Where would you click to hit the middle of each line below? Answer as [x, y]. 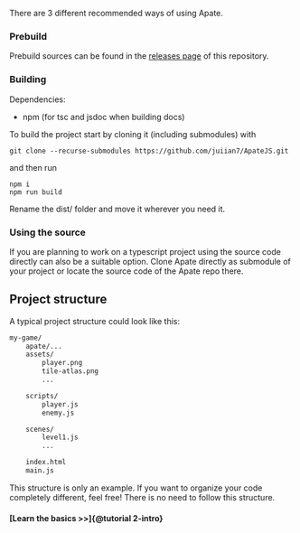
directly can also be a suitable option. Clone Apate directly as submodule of [150, 261]
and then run [33, 167]
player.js [60, 404]
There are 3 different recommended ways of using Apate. [117, 13]
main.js [40, 471]
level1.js [60, 437]
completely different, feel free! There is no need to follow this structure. [142, 497]
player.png [62, 363]
